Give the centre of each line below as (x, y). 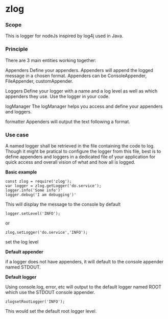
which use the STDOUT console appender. (50, 292)
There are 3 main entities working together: (51, 60)
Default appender (24, 252)
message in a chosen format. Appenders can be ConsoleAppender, (76, 76)
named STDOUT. (23, 267)
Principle (17, 49)
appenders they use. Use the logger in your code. (57, 96)
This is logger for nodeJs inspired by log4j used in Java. (64, 36)
